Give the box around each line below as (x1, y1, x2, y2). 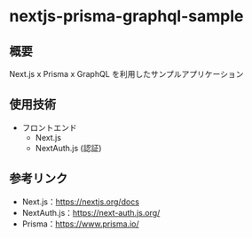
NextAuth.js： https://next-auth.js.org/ (21, 207, 161, 218)
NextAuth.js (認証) (35, 142, 102, 153)
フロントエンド (21, 122, 77, 133)
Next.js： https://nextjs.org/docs (21, 196, 140, 207)
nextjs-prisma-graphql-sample (9, 6, 244, 27)
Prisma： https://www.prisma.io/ (21, 219, 139, 229)
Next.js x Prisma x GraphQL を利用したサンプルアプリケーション (9, 69, 244, 79)
